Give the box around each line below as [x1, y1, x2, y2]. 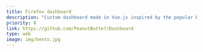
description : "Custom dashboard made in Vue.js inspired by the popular [6, 14, 193, 20]
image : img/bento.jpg [6, 36, 61, 42]
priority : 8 [6, 20, 36, 26]
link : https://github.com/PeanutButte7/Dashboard [6, 25, 134, 32]
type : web [6, 31, 31, 37]
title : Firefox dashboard [6, 8, 71, 15]
